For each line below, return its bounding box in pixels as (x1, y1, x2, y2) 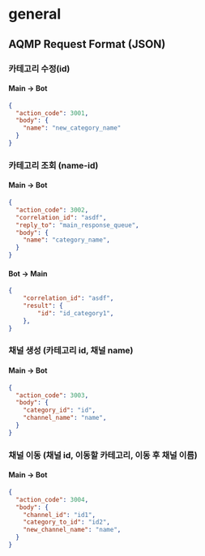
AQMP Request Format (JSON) (8, 37, 166, 51)
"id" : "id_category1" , (37, 309, 114, 317)
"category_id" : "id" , (23, 406, 96, 414)
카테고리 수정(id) (8, 62, 70, 74)
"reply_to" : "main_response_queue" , (15, 220, 139, 229)
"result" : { (23, 302, 63, 310)
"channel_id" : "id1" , (23, 511, 96, 519)
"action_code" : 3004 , (15, 495, 89, 503)
